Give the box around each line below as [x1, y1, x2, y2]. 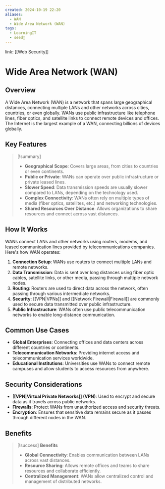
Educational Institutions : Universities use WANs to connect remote [12, 360, 150, 366]
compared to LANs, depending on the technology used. [24, 189, 139, 195]
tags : [5, 26, 16, 31]
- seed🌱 [9, 35, 26, 40]
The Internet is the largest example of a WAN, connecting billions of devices [5, 120, 161, 126]
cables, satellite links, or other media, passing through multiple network [12, 275, 159, 281]
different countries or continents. [12, 344, 80, 350]
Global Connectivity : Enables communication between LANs [24, 452, 150, 458]
